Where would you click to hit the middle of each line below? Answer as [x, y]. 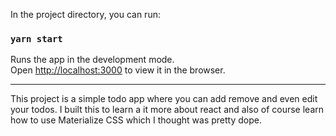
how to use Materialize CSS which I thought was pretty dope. [136, 120]
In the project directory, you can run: [85, 14]
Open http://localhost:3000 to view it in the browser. [118, 70]
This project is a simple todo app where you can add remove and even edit [164, 99]
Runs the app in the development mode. [92, 60]
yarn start [36, 38]
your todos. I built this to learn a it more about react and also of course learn [167, 110]
